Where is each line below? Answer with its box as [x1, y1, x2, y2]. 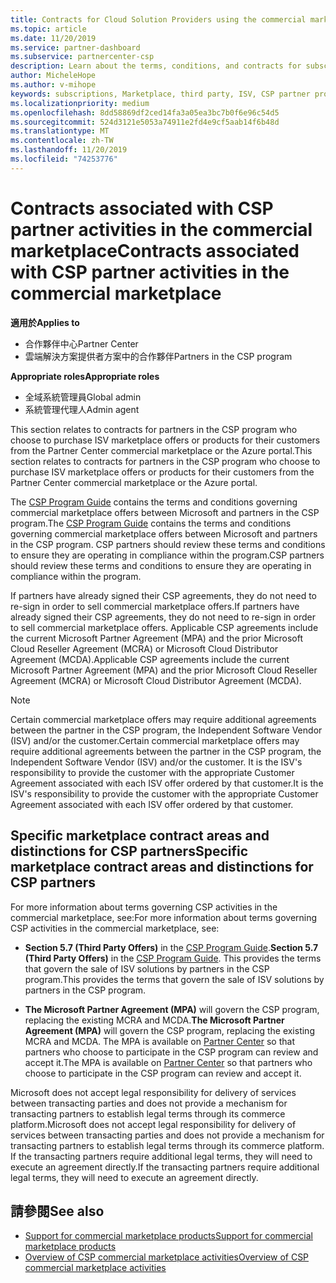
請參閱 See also [10, 1202, 105, 1220]
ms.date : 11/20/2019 [10, 33, 97, 43]
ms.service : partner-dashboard [10, 42, 141, 53]
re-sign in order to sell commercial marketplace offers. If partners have [10, 600, 300, 612]
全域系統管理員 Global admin [24, 391, 142, 403]
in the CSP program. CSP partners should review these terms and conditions [10, 538, 326, 550]
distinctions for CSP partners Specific [10, 843, 249, 860]
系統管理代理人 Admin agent [24, 403, 140, 415]
